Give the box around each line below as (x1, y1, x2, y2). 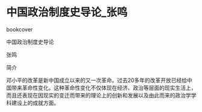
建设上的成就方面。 (11, 99, 59, 106)
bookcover (6, 25, 33, 33)
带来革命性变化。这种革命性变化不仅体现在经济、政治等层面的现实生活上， (11, 84, 197, 91)
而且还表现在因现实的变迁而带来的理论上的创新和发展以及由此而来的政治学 (6, 92, 191, 99)
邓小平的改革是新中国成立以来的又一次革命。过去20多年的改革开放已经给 (6, 76, 188, 84)
